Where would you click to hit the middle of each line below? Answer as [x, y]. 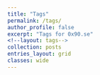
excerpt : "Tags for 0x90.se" [50, 34]
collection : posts [34, 47]
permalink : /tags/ [34, 21]
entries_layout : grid [39, 54]
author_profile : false [41, 27]
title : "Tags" [28, 14]
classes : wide [28, 61]
